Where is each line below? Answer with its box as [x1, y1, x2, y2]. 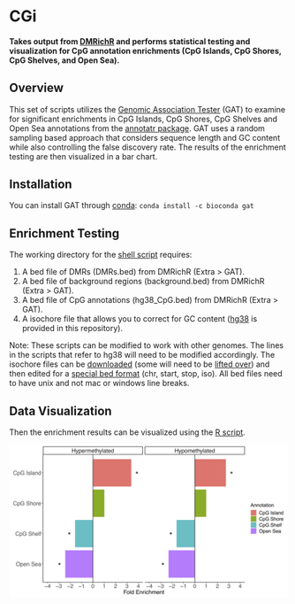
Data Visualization [9, 403, 112, 418]
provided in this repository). [21, 323, 124, 334]
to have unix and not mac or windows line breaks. [9, 378, 190, 389]
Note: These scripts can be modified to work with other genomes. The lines [9, 340, 284, 351]
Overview [9, 81, 64, 96]
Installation [9, 176, 72, 191]
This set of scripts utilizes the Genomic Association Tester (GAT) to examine [9, 104, 286, 114]
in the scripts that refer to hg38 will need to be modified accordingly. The [9, 350, 276, 360]
